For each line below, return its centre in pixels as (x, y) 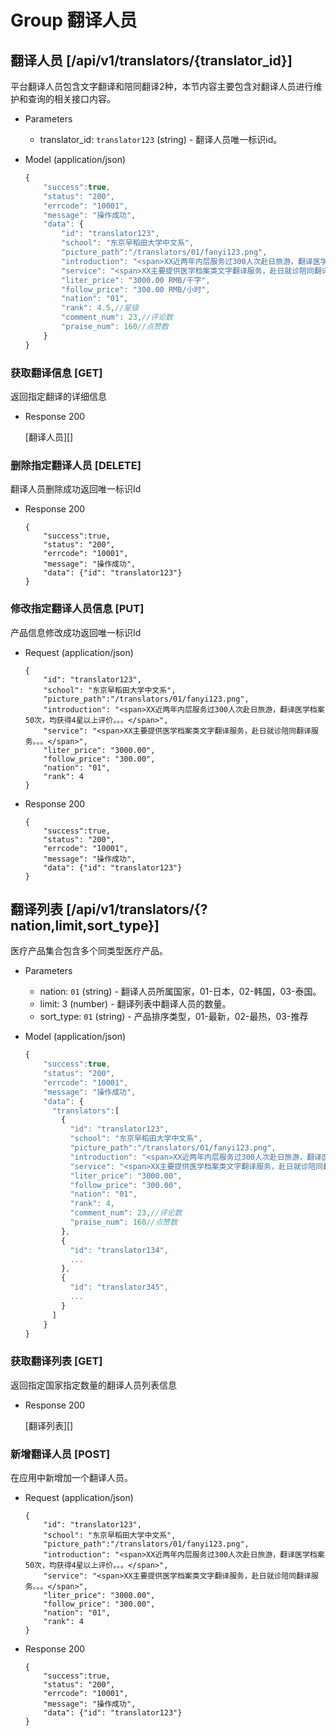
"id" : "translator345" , (119, 1287)
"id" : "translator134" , (119, 1250)
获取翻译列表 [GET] (56, 1361)
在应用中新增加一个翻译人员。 (71, 1478)
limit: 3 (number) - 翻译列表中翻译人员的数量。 (135, 1004)
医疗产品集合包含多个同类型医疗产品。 (89, 951)
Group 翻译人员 (74, 20)
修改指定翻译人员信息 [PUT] (77, 609)
